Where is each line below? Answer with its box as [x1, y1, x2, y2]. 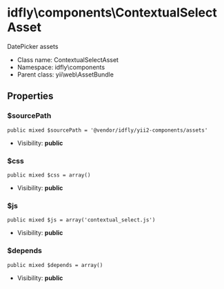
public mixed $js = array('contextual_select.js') [7, 217, 156, 223]
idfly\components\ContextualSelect [7, 5, 217, 21]
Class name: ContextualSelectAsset [17, 55, 119, 63]
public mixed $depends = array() [7, 261, 103, 268]
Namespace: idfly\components [17, 63, 105, 71]
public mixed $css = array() [7, 171, 91, 179]
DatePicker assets [7, 42, 59, 50]
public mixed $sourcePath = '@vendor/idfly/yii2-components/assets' [7, 126, 208, 134]
